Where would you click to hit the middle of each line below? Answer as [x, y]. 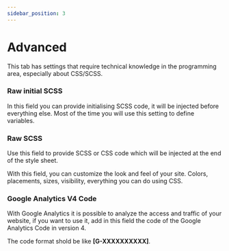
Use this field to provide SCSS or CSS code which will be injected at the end [114, 153]
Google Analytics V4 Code [52, 199]
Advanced [37, 47]
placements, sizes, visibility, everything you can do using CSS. [95, 181]
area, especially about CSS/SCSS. [55, 73]
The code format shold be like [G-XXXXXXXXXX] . [79, 241]
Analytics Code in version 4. [47, 228]
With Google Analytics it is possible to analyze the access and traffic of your [114, 213]
